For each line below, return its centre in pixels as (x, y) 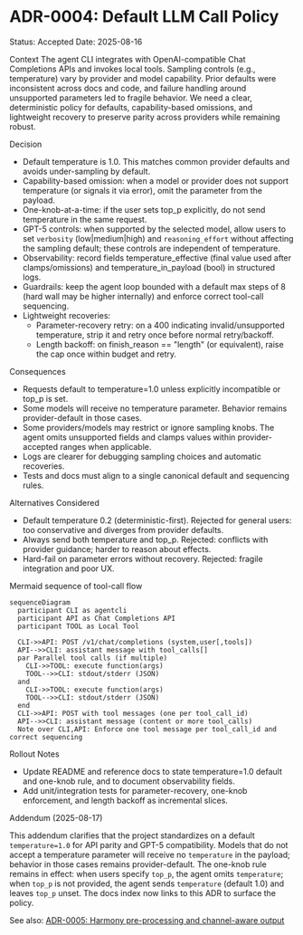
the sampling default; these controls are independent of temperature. (151, 248)
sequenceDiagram (40, 602)
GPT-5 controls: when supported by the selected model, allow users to (154, 229)
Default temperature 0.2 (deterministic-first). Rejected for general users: (157, 520)
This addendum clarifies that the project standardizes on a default (132, 835)
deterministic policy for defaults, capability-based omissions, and (131, 107)
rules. (33, 485)
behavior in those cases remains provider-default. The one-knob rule (138, 864)
